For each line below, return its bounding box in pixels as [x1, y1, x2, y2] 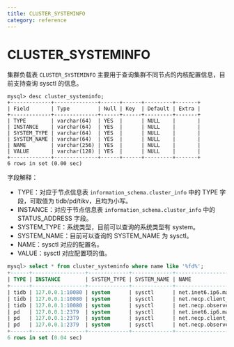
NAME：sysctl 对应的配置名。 [17, 240, 103, 249]
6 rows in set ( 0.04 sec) [7, 334, 82, 341]
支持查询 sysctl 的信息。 [13, 79, 83, 88]
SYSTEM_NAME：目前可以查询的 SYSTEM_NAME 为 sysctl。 [17, 231, 193, 240]
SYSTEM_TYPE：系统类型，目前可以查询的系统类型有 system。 [17, 223, 200, 231]
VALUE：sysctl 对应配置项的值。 [17, 249, 111, 258]
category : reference [7, 17, 68, 24]
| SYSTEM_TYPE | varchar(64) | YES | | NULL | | [7, 130, 201, 137]
